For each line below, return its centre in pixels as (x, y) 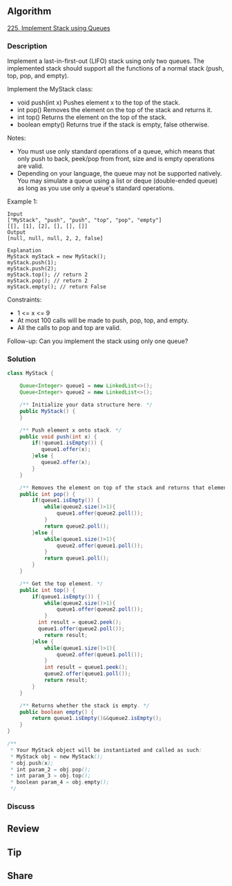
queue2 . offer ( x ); (66, 463)
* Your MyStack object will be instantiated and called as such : (106, 750)
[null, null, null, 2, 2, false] (55, 239)
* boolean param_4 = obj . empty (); (60, 782)
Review (23, 829)
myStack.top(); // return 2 (48, 275)
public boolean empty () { (57, 712)
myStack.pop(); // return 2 (48, 281)
